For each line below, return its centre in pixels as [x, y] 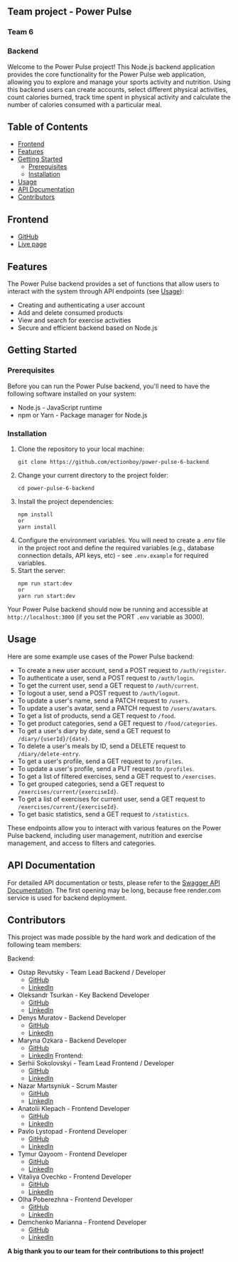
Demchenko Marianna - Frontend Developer [82, 1222]
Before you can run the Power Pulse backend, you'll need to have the [109, 386]
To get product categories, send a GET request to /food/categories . [118, 723]
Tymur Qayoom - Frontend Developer [72, 1154]
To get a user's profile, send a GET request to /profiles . [100, 761]
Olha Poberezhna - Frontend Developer [75, 1199]
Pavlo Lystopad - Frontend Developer [72, 1132]
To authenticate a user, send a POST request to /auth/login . [106, 678]
